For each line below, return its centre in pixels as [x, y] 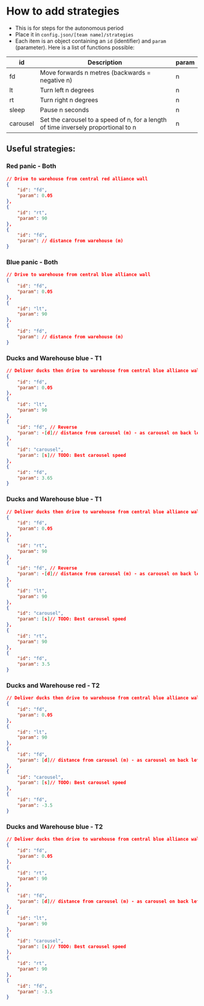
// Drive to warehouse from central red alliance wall [77, 179]
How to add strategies [63, 11]
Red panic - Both [31, 166]
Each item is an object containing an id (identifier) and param [90, 41]
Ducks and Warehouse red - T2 [53, 685]
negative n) [56, 80]
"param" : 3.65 [35, 478]
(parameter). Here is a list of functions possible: [75, 47]
